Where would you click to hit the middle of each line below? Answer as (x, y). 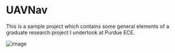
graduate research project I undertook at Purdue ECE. (71, 32)
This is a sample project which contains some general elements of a (88, 26)
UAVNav (27, 10)
